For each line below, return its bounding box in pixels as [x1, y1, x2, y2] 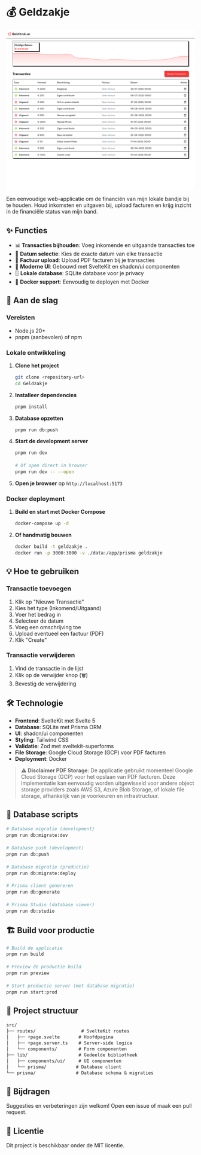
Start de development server [14, 438, 89, 445]
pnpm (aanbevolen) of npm [14, 333, 83, 340]
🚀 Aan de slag [6, 295, 59, 306]
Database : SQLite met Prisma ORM [14, 723, 102, 730]
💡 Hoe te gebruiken [6, 566, 80, 577]
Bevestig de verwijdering [14, 680, 77, 687]
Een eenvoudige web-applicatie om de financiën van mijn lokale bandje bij [6, 196, 190, 203]
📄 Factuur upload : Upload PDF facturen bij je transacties [14, 256, 155, 264]
